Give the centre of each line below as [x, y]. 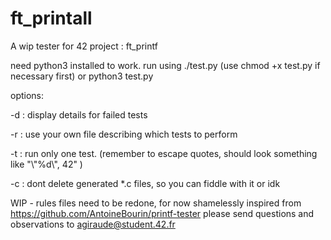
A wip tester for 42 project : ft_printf [84, 46]
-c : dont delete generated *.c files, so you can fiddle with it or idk [145, 183]
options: [27, 95]
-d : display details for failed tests [79, 114]
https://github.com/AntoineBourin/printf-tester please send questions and [162, 213]
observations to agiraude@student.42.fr [93, 224]
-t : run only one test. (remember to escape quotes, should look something [164, 153]
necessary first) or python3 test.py [82, 76]
